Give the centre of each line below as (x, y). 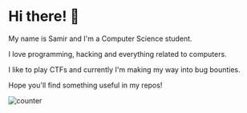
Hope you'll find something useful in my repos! (85, 85)
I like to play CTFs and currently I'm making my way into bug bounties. (124, 69)
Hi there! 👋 (44, 16)
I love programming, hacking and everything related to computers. (117, 54)
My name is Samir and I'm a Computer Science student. (100, 38)
